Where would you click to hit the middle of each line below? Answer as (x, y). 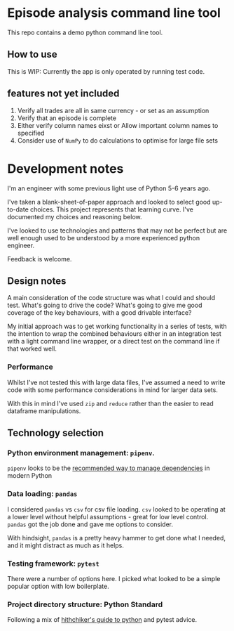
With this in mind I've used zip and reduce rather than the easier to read (110, 403)
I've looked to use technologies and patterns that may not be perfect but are (117, 230)
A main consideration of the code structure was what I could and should (111, 298)
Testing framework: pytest (53, 564)
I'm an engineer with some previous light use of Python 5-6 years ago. (109, 188)
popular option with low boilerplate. (58, 586)
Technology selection (55, 433)
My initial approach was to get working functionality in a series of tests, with (117, 326)
